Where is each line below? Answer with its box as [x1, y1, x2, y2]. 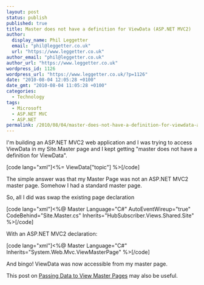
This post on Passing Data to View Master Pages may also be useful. [6, 272, 178, 280]
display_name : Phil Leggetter [12, 37, 88, 43]
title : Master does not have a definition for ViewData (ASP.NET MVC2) [6, 26, 191, 32]
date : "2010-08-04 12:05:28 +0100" [6, 77, 97, 83]
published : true [6, 20, 47, 26]
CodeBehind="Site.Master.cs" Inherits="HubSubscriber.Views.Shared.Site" [6, 212, 194, 219]
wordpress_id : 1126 [6, 65, 56, 72]
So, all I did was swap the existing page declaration [6, 194, 135, 201]
